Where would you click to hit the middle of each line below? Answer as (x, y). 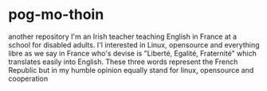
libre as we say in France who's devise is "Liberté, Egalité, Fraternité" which (133, 53)
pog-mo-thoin (56, 15)
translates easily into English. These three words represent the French (123, 62)
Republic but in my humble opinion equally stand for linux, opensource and (131, 70)
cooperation (28, 78)
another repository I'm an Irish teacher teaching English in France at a (123, 36)
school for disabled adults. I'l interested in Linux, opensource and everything (134, 44)
